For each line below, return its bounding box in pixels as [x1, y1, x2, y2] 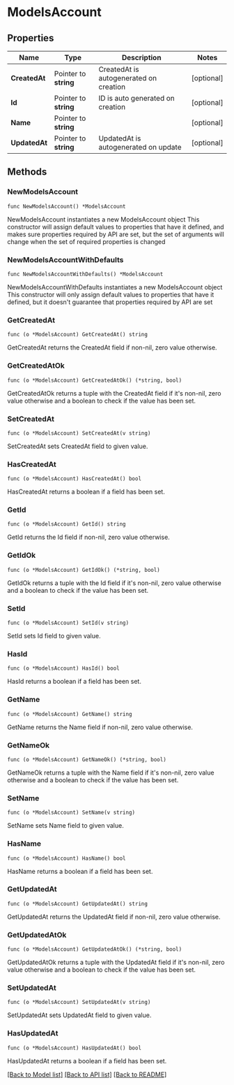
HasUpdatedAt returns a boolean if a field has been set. [7, 1056, 167, 1065]
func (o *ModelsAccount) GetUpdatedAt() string [7, 900, 148, 907]
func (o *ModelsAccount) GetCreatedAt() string [7, 331, 148, 338]
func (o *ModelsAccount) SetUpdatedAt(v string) [7, 999, 151, 1006]
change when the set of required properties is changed [7, 237, 166, 245]
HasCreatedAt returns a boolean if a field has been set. [7, 487, 165, 496]
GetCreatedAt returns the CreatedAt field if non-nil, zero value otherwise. [7, 343, 217, 352]
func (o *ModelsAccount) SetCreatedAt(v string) [7, 429, 151, 437]
